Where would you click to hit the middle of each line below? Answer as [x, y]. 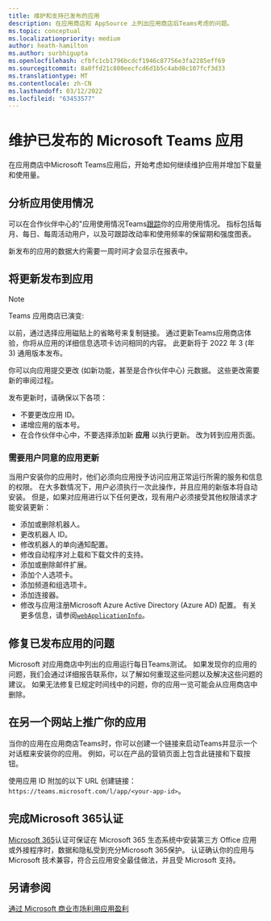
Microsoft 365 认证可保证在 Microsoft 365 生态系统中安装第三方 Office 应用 [133, 839]
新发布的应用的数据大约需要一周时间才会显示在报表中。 [100, 251]
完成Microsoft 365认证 [66, 819]
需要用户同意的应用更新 [54, 457]
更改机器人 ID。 [46, 535]
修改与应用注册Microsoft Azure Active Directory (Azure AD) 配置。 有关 [138, 605]
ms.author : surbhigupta [48, 53]
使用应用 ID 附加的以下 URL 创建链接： [72, 780]
